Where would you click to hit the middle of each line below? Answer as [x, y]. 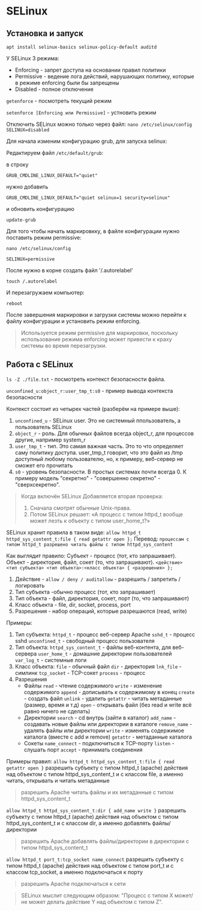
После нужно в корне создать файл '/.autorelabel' [70, 270]
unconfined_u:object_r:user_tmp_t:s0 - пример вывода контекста [90, 390]
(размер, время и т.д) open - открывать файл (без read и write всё [108, 705]
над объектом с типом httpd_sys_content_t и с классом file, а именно [95, 774]
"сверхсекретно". [37, 484]
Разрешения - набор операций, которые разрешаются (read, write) [101, 611]
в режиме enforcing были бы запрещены [67, 83]
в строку [17, 164]
